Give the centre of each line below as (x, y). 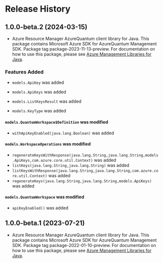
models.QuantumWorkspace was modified (45, 197)
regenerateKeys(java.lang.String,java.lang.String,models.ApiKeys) (82, 181)
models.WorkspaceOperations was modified (48, 144)
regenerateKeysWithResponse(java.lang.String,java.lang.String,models (85, 155)
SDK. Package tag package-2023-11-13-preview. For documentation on (83, 49)
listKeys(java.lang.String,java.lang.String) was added (71, 165)
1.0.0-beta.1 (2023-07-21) (45, 223)
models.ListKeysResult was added (47, 101)
